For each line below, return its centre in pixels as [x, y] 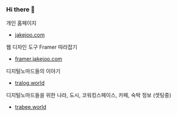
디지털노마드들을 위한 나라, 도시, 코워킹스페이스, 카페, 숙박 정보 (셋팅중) [89, 95]
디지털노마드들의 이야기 [33, 71]
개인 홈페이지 [21, 23]
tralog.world [29, 83]
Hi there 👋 [21, 9]
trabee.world [30, 107]
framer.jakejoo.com [38, 59]
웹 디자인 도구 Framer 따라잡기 [42, 47]
